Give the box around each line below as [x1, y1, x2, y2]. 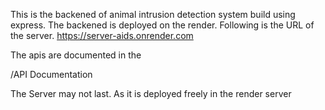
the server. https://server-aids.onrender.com [10, 30, 194, 41]
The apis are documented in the [10, 49, 142, 61]
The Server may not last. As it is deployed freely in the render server [10, 88, 292, 99]
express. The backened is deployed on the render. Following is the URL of [10, 19, 315, 31]
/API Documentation [10, 69, 93, 80]
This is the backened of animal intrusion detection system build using [10, 9, 296, 20]
